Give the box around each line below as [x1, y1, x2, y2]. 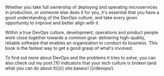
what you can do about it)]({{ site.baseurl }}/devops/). [5, 65, 115, 71]
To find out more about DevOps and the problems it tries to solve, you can [5, 55, 156, 61]
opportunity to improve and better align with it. [5, 20, 100, 26]
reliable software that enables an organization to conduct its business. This [5, 40, 158, 46]
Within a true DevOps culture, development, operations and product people [5, 30, 159, 35]
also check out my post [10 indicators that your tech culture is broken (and [5, 60, 157, 66]
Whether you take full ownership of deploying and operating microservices [5, 4, 158, 10]
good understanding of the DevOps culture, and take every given [5, 15, 137, 20]
